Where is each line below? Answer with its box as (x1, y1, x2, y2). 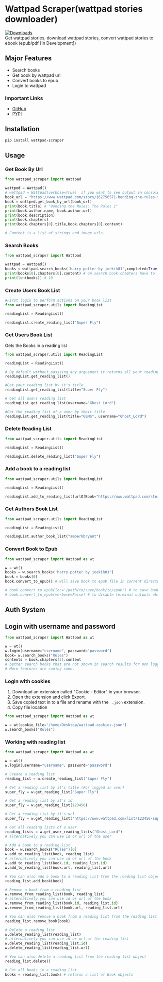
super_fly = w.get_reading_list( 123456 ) (5, 803, 88, 808)
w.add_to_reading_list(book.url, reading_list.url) (5, 865, 112, 870)
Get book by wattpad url (12, 72, 61, 78)
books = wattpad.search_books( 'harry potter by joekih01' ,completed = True (5, 266, 158, 272)
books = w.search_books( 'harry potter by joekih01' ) (5, 570, 114, 575)
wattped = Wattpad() (5, 186, 47, 190)
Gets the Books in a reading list (5, 343, 67, 348)
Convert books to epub (12, 77, 58, 83)
